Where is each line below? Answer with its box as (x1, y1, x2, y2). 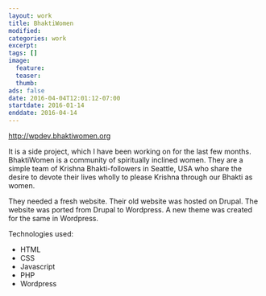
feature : (15, 64, 45, 72)
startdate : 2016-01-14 (8, 101, 85, 109)
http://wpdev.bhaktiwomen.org (8, 131, 111, 141)
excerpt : (8, 42, 38, 50)
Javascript (19, 262, 56, 271)
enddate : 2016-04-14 (8, 109, 78, 117)
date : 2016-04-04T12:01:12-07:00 (8, 94, 121, 102)
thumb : (15, 79, 38, 87)
